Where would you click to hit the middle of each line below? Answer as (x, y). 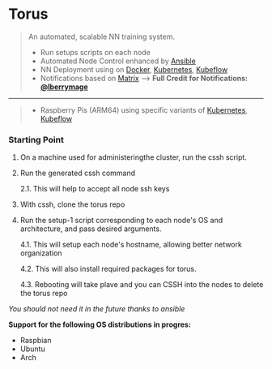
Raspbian (36, 341)
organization (41, 253)
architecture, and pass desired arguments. (91, 229)
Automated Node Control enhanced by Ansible (118, 61)
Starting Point (36, 139)
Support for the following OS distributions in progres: (100, 324)
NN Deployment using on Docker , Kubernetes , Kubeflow (134, 69)
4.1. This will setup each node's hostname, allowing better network (131, 245)
